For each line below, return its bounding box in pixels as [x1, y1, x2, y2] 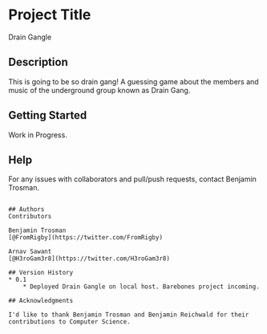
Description [8, 55, 68, 69]
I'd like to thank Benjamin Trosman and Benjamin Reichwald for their [8, 311, 249, 319]
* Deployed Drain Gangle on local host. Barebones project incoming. [22, 283, 261, 291]
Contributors [8, 213, 52, 221]
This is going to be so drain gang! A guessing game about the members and [8, 76, 259, 86]
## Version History [8, 269, 74, 277]
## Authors [8, 206, 45, 214]
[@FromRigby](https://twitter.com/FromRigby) [8, 234, 163, 242]
